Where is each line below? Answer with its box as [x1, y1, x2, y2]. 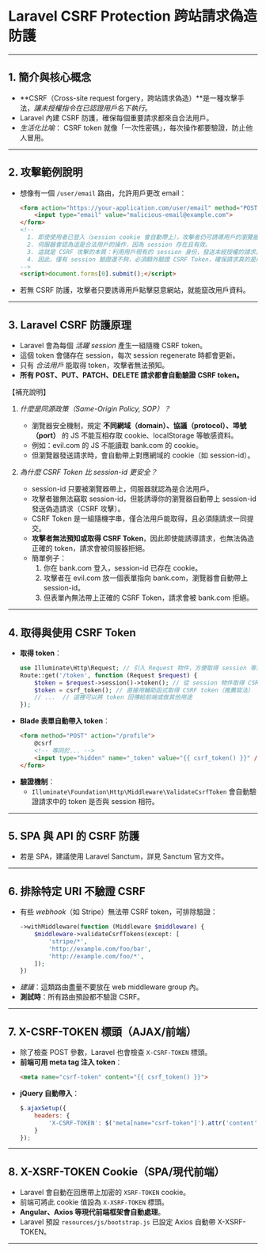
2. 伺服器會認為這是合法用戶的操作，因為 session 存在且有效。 [27, 241, 211, 249]
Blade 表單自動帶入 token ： [19, 716, 111, 726]
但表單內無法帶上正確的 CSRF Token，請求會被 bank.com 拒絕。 [43, 593, 253, 602]
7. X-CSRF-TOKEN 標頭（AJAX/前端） [8, 1025, 197, 1038]
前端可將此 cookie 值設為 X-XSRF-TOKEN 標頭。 [19, 1197, 169, 1207]
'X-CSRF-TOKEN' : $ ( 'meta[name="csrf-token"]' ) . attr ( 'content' [48, 1119, 258, 1127]
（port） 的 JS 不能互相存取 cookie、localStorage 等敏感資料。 [31, 431, 238, 440]
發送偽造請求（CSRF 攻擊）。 [31, 504, 125, 514]
